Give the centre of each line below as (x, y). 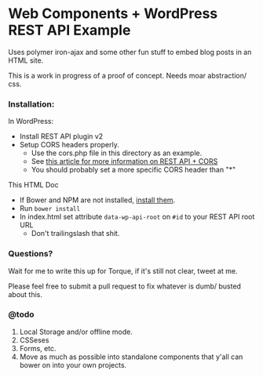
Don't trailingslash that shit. (75, 234)
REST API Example (69, 30)
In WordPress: (31, 121)
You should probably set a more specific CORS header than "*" (133, 170)
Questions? (31, 254)
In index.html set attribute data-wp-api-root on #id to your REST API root (137, 217)
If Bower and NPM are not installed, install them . (97, 200)
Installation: (31, 104)
